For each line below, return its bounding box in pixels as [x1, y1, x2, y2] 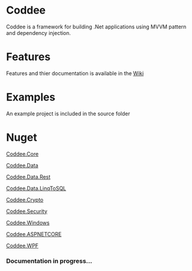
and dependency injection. [6, 29, 71, 36]
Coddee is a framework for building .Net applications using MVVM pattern [6, 23, 187, 30]
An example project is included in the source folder [6, 110, 131, 117]
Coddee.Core [6, 150, 39, 157]
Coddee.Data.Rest [6, 173, 51, 180]
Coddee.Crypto [6, 196, 44, 203]
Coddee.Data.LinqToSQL [6, 185, 67, 192]
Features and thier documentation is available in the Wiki [6, 69, 144, 77]
